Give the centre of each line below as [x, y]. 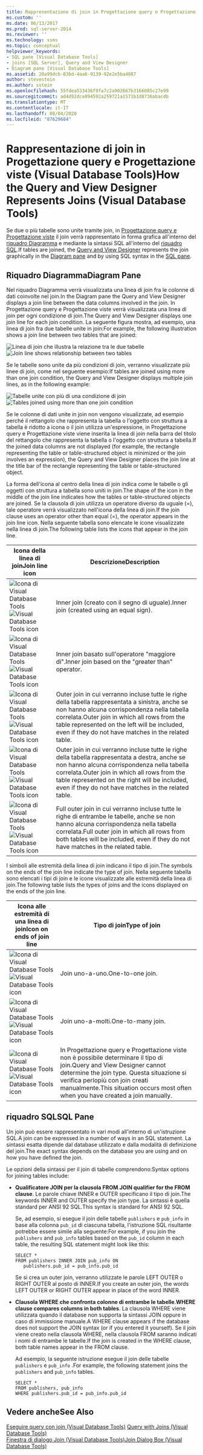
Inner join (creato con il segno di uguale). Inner [121, 603]
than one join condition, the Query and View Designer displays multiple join [100, 378]
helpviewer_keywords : [34, 52]
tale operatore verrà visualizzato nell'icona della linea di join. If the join [93, 510]
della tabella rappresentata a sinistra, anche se [122, 702]
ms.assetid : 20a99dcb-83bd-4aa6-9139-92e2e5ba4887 [71, 74]
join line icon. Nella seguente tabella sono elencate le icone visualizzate [95, 523]
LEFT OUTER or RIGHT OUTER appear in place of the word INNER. [98, 1290]
